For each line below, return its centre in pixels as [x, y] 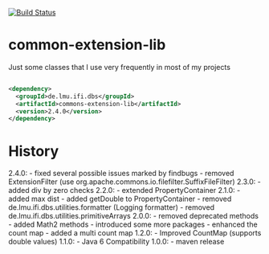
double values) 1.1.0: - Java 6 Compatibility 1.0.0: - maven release [116, 242]
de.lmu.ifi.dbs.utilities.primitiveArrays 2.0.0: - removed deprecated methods [134, 216]
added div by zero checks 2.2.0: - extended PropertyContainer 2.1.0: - [124, 190]
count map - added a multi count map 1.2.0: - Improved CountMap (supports [135, 233]
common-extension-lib [87, 45]
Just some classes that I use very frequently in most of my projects [120, 67]
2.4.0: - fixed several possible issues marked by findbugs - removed [121, 174]
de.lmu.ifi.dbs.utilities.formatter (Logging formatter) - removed [112, 207]
